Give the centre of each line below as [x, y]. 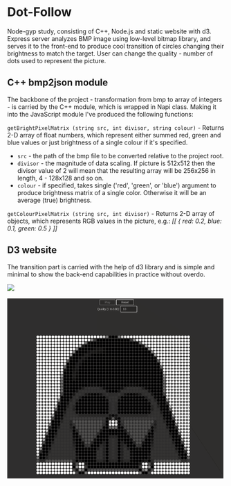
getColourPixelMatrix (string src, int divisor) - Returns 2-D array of [111, 213]
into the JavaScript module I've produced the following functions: [100, 114]
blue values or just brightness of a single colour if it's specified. [98, 142]
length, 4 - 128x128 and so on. [60, 178]
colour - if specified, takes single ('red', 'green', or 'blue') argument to [117, 185]
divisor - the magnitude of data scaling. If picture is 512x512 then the [116, 163]
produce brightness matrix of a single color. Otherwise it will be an [112, 192]
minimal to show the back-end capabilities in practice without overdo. [106, 274]
